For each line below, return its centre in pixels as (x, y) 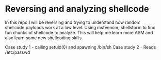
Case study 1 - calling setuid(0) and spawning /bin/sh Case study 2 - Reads (80, 47)
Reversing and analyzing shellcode (77, 9)
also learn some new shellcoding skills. (44, 38)
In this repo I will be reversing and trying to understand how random (73, 22)
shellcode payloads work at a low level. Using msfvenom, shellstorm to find (80, 27)
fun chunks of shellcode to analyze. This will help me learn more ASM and (79, 32)
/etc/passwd (17, 52)
